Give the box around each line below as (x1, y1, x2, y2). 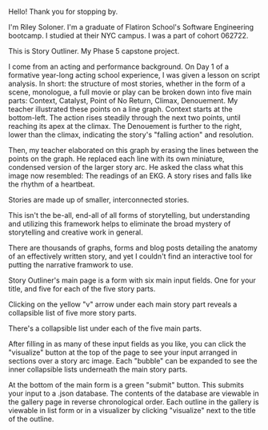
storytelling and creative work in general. (8, 227, 143, 237)
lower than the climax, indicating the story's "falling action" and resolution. (8, 130, 254, 139)
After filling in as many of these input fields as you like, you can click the (8, 340, 246, 348)
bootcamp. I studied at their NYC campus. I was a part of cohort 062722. (8, 31, 249, 40)
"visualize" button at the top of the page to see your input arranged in (8, 348, 238, 357)
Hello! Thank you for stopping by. (8, 7, 118, 16)
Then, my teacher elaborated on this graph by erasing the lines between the (8, 146, 258, 155)
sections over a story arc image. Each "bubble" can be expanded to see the (8, 356, 258, 365)
